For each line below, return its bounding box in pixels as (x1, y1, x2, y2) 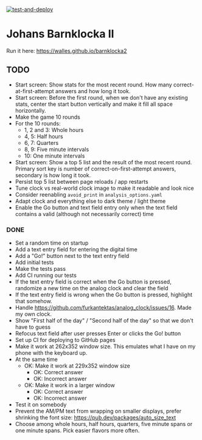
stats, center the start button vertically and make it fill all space (15, 100, 173, 108)
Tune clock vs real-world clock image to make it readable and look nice (15, 184, 194, 192)
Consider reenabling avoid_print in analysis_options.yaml (15, 190, 162, 198)
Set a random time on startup (15, 239, 89, 246)
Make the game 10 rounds (15, 113, 80, 120)
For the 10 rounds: (15, 119, 61, 127)
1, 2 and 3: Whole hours (24, 126, 84, 133)
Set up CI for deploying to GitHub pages (15, 337, 116, 344)
